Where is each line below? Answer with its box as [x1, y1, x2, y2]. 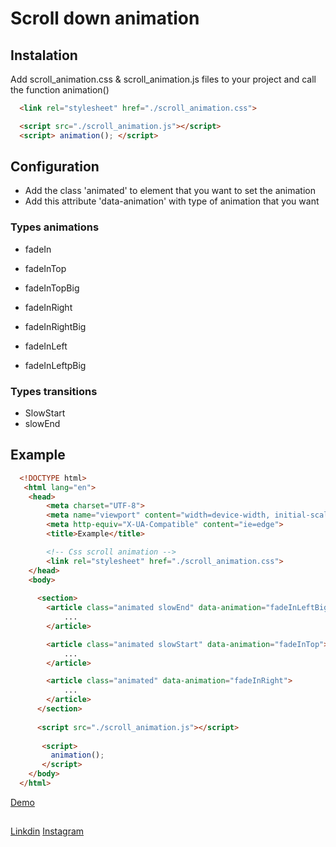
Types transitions [10, 384, 98, 398]
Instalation [10, 47, 78, 64]
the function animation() [10, 84, 110, 96]
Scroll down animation [10, 7, 200, 30]
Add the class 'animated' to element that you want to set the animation [24, 185, 316, 197]
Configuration [10, 158, 100, 176]
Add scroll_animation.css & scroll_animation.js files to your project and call [10, 73, 317, 85]
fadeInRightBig [24, 320, 87, 332]
